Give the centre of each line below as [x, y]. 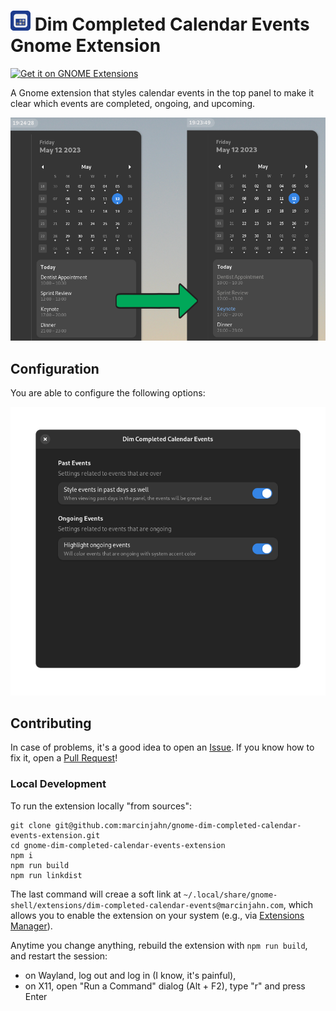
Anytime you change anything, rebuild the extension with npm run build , [159, 945]
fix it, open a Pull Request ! [64, 758]
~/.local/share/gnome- [230, 895]
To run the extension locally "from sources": [101, 806]
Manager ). [31, 926]
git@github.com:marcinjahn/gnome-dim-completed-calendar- [178, 825]
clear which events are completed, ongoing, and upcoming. [133, 103]
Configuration [55, 368]
